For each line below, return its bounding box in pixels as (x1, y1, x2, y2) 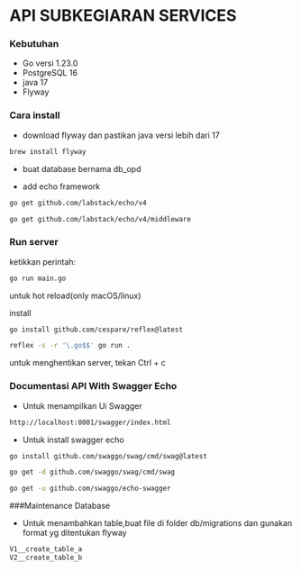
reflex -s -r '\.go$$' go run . (9, 341, 131, 350)
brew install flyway (9, 147, 87, 156)
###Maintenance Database (9, 501, 111, 512)
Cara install (9, 109, 60, 122)
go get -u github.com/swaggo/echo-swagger (9, 484, 171, 494)
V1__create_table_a (9, 545, 83, 554)
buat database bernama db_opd (22, 163, 141, 174)
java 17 (22, 77, 49, 88)
